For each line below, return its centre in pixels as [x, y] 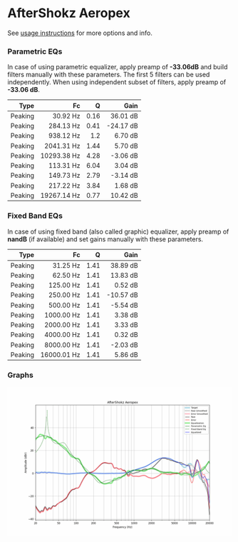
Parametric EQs [35, 51]
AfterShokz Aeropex [69, 13]
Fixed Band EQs [35, 216]
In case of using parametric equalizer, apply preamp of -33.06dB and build [118, 67]
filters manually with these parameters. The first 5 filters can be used [109, 75]
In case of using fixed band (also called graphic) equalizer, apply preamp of [118, 231]
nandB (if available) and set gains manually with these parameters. [105, 239]
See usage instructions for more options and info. [80, 33]
